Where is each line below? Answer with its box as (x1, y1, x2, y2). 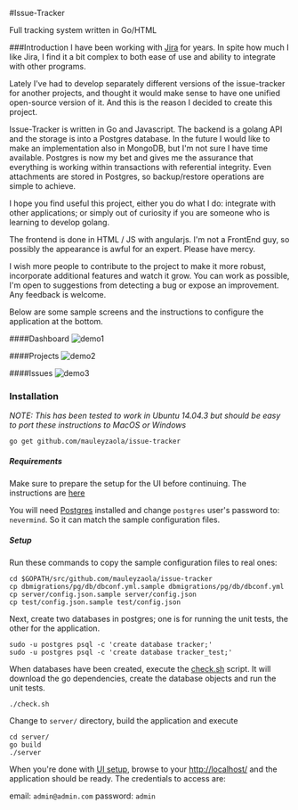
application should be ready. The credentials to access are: (9, 773, 227, 784)
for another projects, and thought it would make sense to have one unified (9, 88, 281, 98)
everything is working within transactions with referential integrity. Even (9, 162, 272, 172)
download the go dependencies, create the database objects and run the (9, 673, 277, 684)
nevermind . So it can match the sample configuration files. (9, 514, 221, 525)
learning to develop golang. (9, 217, 109, 227)
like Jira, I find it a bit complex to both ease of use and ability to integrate (9, 52, 276, 61)
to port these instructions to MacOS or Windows (9, 420, 187, 430)
